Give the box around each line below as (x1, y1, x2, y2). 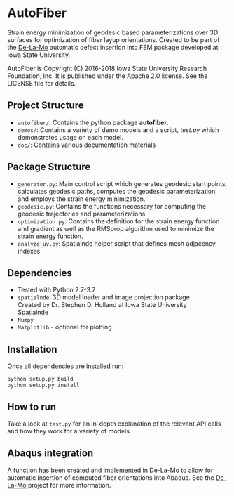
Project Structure (7, 100, 84, 112)
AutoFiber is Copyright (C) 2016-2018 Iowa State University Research (7, 64, 207, 72)
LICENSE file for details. (7, 79, 76, 87)
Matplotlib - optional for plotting (17, 323, 112, 332)
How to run (7, 400, 57, 412)
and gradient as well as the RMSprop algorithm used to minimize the (17, 224, 215, 233)
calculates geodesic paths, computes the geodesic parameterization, (17, 187, 217, 195)
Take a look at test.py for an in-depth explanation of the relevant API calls (7, 419, 221, 428)
